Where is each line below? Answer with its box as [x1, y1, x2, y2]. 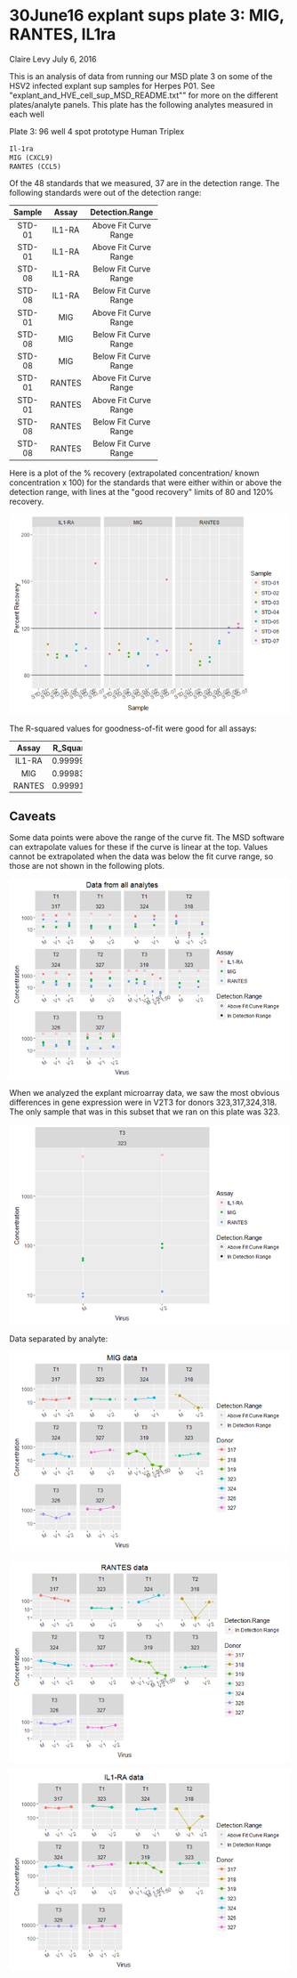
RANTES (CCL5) [9, 162, 62, 171]
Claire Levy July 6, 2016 [9, 53, 97, 64]
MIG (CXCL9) [9, 153, 53, 162]
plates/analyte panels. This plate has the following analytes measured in [9, 99, 274, 109]
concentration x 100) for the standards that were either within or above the [9, 477, 282, 488]
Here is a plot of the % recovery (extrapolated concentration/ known [9, 467, 260, 478]
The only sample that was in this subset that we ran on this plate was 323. [9, 1107, 280, 1117]
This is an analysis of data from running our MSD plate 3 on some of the [9, 70, 273, 81]
